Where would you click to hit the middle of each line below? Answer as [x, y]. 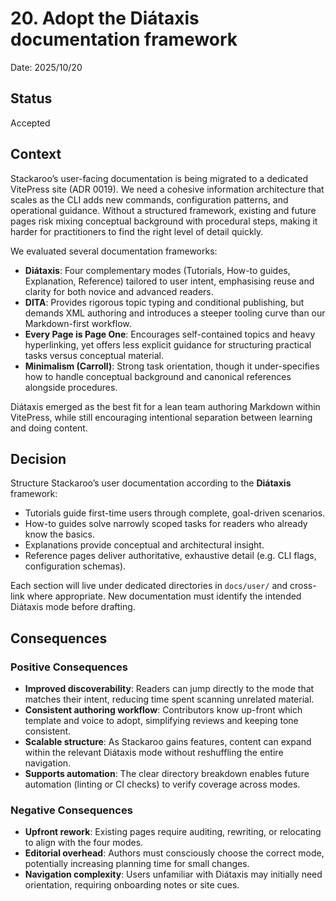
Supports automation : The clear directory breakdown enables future [167, 774]
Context [36, 154]
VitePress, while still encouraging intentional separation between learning [161, 417]
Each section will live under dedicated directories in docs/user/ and [149, 586]
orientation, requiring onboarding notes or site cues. [132, 885]
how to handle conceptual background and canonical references [158, 376]
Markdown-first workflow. [78, 323]
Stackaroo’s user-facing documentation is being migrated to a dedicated [159, 178]
